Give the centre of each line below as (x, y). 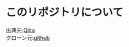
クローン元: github (28, 37)
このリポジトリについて (64, 12)
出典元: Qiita (20, 30)
